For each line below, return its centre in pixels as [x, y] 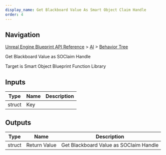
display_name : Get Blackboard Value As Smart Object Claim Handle [76, 10]
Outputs [18, 123]
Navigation [22, 35]
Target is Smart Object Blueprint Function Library [55, 66]
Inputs [15, 82]
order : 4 [14, 15]
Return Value [41, 145]
